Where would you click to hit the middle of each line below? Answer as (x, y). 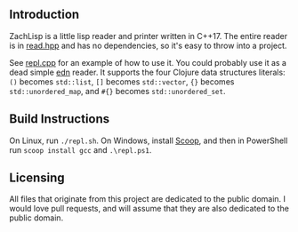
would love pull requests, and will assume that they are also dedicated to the (149, 209)
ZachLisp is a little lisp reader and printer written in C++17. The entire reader (149, 36)
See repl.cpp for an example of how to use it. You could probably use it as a (148, 62)
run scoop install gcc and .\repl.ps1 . (81, 149)
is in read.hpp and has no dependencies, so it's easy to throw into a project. (148, 45)
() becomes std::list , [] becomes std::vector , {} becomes (122, 81)
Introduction (44, 15)
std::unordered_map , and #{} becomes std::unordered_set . (117, 91)
